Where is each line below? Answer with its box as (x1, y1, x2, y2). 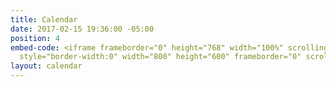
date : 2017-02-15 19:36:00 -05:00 (10, 24, 155, 34)
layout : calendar (10, 61, 83, 71)
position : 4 (10, 33, 60, 43)
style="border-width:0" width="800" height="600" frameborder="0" (19, 52, 302, 62)
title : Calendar (10, 14, 78, 25)
